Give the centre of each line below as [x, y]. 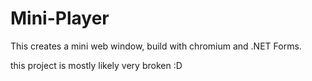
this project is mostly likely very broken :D [96, 65]
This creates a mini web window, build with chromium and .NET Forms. [156, 46]
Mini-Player [60, 18]
